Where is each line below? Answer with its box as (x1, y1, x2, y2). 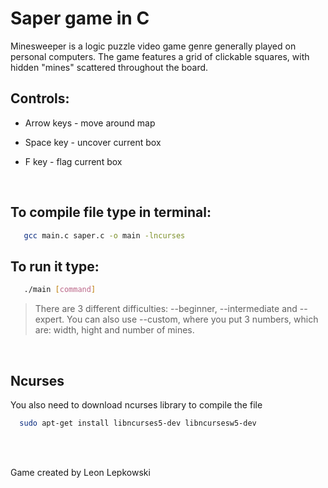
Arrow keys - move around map (24, 117, 156, 129)
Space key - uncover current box (24, 136, 162, 148)
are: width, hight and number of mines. (34, 324, 195, 336)
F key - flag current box (24, 155, 123, 167)
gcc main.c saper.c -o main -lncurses (23, 230, 186, 241)
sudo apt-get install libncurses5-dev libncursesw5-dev (19, 418, 257, 428)
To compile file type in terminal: (10, 204, 212, 221)
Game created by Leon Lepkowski (10, 466, 151, 478)
